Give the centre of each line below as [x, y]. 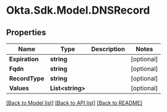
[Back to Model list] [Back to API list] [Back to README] [74, 103]
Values [19, 88]
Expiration [24, 59]
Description [108, 49]
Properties [26, 32]
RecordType [27, 78]
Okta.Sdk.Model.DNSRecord [78, 10]
